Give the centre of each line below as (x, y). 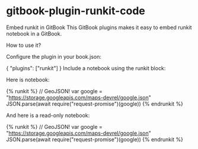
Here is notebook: (28, 80)
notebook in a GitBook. (34, 33)
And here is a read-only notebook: (48, 115)
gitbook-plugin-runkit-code (76, 11)
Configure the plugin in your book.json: (54, 56)
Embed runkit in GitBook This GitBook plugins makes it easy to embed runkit (99, 27)
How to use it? (24, 45)
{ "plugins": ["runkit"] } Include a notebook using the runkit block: (86, 68)
